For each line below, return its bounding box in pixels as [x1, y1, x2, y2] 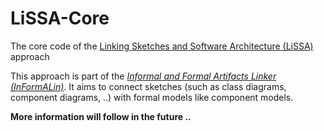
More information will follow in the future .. [10, 110, 192, 122]
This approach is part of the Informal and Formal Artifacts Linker [10, 70, 277, 82]
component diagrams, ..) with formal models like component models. [10, 91, 294, 103]
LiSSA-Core [10, 7, 110, 30]
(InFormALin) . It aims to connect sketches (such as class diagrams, [10, 80, 287, 92]
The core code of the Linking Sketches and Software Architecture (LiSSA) [10, 40, 314, 52]
